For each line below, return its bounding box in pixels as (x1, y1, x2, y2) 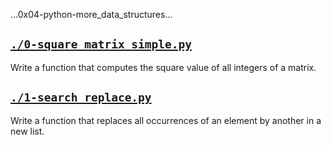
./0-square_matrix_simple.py (10, 37, 193, 52)
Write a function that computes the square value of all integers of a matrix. (10, 61, 317, 73)
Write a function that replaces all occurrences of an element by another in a (10, 114, 322, 126)
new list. (10, 125, 45, 137)
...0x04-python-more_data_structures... (10, 9, 173, 20)
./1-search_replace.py (10, 90, 152, 105)
